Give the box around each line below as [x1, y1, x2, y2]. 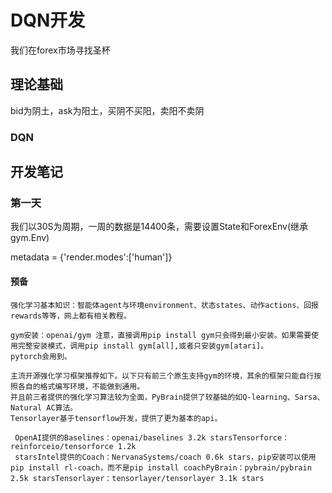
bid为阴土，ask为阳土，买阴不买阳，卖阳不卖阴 [10, 104, 205, 116]
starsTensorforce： [209, 432, 290, 443]
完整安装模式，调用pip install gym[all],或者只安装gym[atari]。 [17, 341, 269, 351]
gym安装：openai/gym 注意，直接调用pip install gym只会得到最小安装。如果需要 [10, 330, 312, 340]
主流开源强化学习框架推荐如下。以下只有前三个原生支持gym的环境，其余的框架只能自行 [10, 371, 315, 381]
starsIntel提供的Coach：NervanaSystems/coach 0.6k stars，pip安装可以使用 [14, 452, 317, 462]
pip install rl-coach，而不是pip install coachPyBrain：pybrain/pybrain [10, 462, 312, 473]
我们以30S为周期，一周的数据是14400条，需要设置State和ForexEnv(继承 [10, 221, 309, 233]
